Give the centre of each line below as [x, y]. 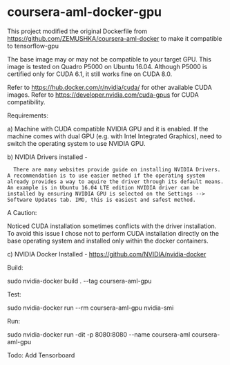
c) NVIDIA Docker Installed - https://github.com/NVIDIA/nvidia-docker [107, 254]
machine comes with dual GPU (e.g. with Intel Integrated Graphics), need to [115, 136]
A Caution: [22, 212]
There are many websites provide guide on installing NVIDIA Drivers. [117, 169]
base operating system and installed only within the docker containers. [108, 241]
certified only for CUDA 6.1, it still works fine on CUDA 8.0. [90, 74]
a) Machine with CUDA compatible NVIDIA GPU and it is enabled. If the [108, 129]
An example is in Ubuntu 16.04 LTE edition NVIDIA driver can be [103, 187]
